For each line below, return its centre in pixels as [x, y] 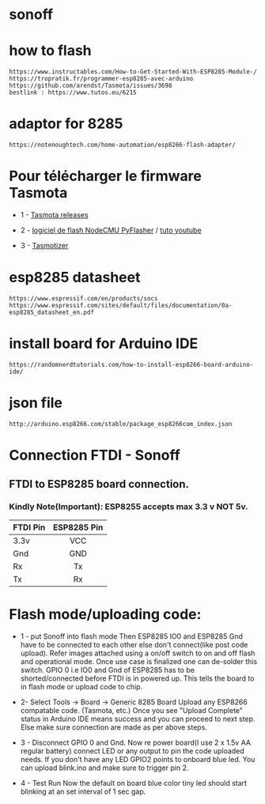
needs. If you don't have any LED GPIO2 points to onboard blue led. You [138, 759]
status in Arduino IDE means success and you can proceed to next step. [138, 719]
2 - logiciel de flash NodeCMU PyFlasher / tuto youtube [111, 230]
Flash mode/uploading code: [105, 614]
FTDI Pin [29, 527]
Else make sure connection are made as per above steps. [114, 727]
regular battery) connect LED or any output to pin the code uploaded [132, 751]
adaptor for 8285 [66, 124]
